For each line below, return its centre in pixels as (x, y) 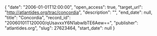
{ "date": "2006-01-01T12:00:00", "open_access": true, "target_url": (74, 7)
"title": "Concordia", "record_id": (38, 18)
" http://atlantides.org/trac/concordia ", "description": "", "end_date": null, (78, 12)
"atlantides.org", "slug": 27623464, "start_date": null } (60, 28)
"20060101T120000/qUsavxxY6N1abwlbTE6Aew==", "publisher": (72, 23)
